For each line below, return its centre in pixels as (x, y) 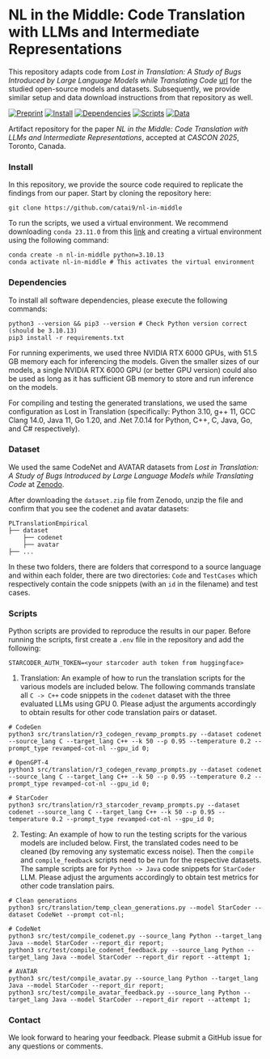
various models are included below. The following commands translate (137, 687)
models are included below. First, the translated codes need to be (129, 843)
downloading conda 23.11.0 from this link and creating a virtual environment (135, 231)
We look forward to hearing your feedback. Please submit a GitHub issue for (135, 1038)
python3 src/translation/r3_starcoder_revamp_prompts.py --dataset (124, 805)
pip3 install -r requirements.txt (67, 337)
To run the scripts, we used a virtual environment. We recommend (118, 223)
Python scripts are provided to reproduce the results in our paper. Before (130, 631)
